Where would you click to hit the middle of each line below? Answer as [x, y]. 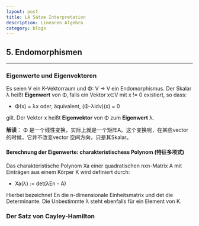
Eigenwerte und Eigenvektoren [52, 76]
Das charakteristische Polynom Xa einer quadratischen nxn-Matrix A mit [94, 166]
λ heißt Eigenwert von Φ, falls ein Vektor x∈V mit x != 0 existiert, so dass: [97, 95]
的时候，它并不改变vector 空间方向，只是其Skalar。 [69, 137]
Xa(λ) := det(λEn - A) [40, 183]
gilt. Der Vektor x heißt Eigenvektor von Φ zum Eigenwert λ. [80, 118]
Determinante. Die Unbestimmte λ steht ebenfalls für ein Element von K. [94, 201]
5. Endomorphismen [44, 52]
